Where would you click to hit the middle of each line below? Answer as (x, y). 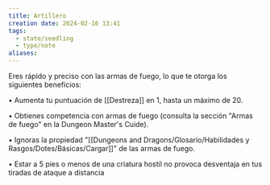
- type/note (36, 46)
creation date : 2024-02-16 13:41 (64, 23)
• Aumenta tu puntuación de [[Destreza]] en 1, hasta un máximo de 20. (126, 100)
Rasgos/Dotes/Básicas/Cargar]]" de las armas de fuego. (102, 148)
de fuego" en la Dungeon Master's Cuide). (79, 124)
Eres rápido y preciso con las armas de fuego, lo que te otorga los (118, 76)
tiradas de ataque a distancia (56, 173)
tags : (17, 31)
